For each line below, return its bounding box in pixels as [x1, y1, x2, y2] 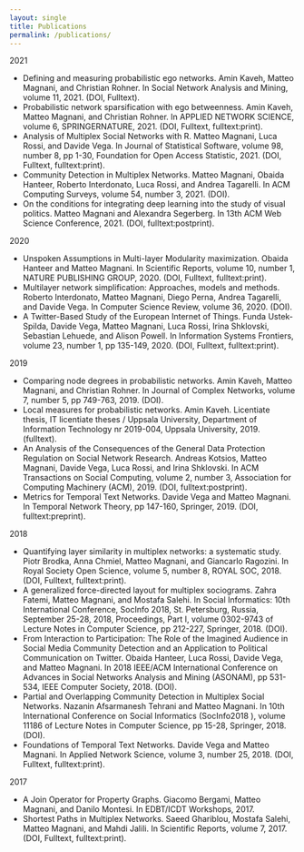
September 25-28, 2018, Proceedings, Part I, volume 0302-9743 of [22, 614, 274, 624]
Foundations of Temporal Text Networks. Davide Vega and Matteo [22, 739, 270, 751]
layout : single [9, 13, 67, 23]
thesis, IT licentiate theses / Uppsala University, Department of [22, 414, 257, 425]
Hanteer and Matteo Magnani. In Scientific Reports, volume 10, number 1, [22, 263, 295, 274]
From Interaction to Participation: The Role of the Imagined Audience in [22, 634, 289, 644]
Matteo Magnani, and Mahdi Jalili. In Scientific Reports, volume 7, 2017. [22, 823, 288, 834]
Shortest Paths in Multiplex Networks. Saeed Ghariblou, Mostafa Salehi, [22, 814, 291, 825]
